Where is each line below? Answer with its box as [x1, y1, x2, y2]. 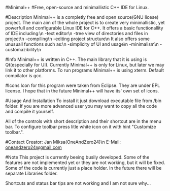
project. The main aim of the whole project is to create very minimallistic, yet [5, 20, 165, 25]
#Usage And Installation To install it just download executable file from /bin [5, 98, 161, 104]
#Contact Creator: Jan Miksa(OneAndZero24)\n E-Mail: [5, 139, 121, 145]
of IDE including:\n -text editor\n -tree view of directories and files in [5, 30, 148, 36]
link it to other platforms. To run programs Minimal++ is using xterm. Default [5, 67, 164, 73]
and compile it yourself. [5, 109, 54, 114]
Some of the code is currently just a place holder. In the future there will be [5, 165, 162, 171]
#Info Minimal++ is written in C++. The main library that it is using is [5, 56, 147, 62]
